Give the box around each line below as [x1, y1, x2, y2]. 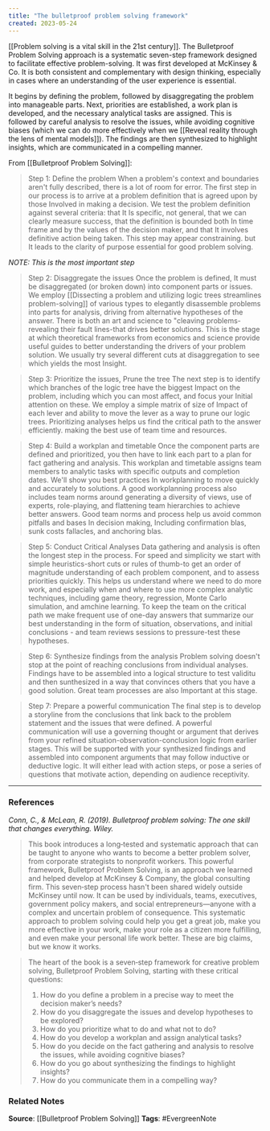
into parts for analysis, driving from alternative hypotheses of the [27, 307, 243, 317]
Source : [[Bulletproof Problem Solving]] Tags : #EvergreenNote [8, 1114, 217, 1124]
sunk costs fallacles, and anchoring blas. [27, 526, 163, 535]
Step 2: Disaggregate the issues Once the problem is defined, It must [27, 273, 257, 282]
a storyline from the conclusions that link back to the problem [27, 709, 231, 719]
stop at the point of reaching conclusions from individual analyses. [27, 660, 249, 670]
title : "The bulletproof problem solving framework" [8, 11, 189, 20]
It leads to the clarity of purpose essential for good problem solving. [27, 242, 253, 252]
